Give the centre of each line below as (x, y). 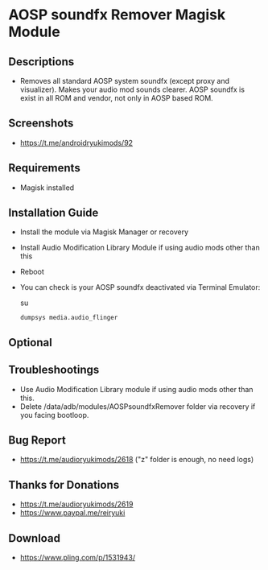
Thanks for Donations (64, 485)
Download (34, 538)
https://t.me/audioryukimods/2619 (76, 504)
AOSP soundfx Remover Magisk (117, 15)
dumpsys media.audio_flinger (69, 318)
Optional (30, 343)
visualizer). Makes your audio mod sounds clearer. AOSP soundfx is (132, 89)
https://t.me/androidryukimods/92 (76, 142)
